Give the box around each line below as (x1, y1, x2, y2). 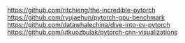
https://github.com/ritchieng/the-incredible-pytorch (7, 6, 156, 14)
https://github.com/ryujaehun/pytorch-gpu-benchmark (7, 13, 165, 21)
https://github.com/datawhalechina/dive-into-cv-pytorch (7, 21, 170, 28)
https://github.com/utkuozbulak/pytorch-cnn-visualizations (7, 28, 178, 36)
